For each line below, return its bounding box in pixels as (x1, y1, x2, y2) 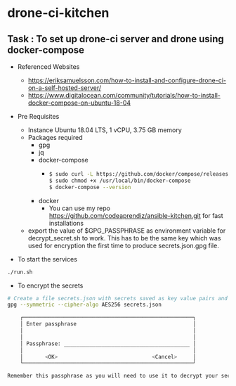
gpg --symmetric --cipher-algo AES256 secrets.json (7, 301, 162, 309)
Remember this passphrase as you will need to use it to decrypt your (7, 373, 218, 380)
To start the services (17, 255, 77, 263)
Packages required (27, 134, 83, 141)
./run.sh (7, 269, 33, 276)
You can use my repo (48, 204, 111, 212)
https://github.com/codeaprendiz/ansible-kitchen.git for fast (48, 211, 223, 219)
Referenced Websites (17, 63, 80, 71)
